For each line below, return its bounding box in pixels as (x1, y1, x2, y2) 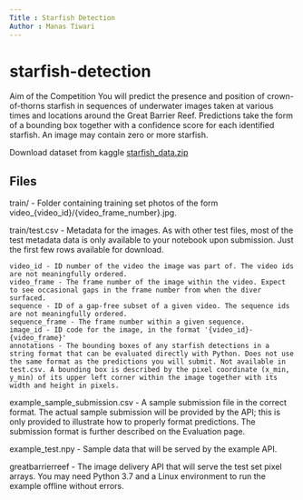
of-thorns (9, 101, 45, 112)
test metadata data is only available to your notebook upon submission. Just (9, 235, 294, 245)
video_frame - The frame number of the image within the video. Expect (9, 278, 286, 287)
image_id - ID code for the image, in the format (9, 325, 201, 335)
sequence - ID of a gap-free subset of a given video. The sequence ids (9, 302, 290, 311)
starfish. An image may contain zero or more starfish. (9, 129, 209, 141)
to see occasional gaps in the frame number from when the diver (9, 285, 261, 295)
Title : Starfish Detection (9, 13, 116, 23)
